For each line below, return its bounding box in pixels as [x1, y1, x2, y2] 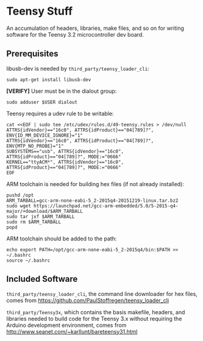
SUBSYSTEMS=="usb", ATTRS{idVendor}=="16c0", [6, 148, 124, 154]
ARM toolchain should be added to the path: [6, 235, 117, 242]
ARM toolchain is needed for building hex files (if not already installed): [6, 180, 185, 187]
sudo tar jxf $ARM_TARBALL [6, 214, 75, 220]
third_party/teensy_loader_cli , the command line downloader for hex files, [6, 290, 198, 297]
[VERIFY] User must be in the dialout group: [6, 87, 117, 95]
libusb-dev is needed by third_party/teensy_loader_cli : [6, 65, 149, 72]
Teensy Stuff [6, 4, 73, 18]
